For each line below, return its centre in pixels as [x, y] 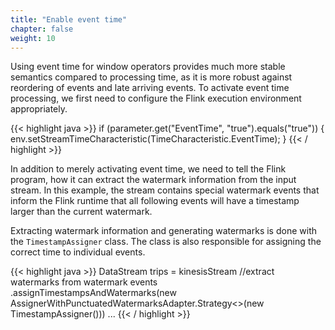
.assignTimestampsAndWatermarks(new [93, 293]
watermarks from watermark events [84, 282]
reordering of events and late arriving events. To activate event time [150, 88]
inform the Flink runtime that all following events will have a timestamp [155, 201]
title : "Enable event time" [69, 19]
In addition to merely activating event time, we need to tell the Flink [148, 169]
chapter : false [42, 29]
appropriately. [39, 109]
